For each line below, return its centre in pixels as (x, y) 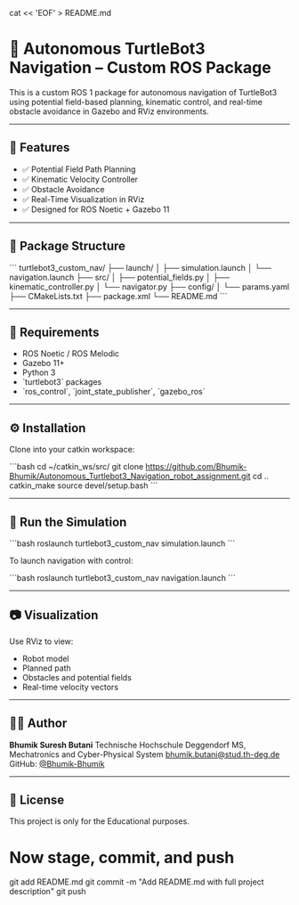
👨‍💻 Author (38, 724)
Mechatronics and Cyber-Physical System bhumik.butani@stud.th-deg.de (145, 754)
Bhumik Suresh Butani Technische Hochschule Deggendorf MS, (128, 745)
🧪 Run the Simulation (68, 522)
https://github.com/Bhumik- (196, 467)
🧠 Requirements (54, 332)
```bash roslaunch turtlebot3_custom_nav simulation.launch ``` (122, 543)
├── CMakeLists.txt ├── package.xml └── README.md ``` (118, 296)
